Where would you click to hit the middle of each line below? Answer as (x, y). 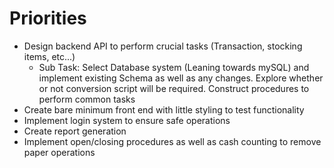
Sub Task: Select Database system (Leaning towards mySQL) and (174, 67)
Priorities (48, 18)
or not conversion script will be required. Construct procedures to (174, 88)
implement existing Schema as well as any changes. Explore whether (181, 78)
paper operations (59, 152)
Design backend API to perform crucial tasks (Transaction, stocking (163, 46)
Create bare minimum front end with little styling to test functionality (164, 109)
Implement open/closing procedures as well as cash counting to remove (172, 141)
